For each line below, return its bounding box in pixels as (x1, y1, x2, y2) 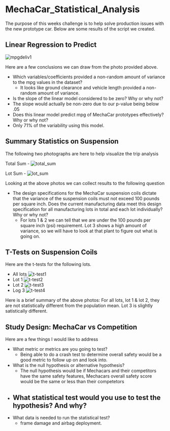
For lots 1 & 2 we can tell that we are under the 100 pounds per (20, 217, 151, 223)
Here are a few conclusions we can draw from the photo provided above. (5, 64, 158, 70)
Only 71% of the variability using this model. (12, 122, 105, 128)
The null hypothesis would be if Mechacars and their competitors (20, 367, 156, 374)
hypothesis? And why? (12, 401, 87, 410)
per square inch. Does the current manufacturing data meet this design (12, 201, 161, 207)
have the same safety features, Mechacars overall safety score (20, 373, 152, 379)
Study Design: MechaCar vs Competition (5, 323, 138, 331)
